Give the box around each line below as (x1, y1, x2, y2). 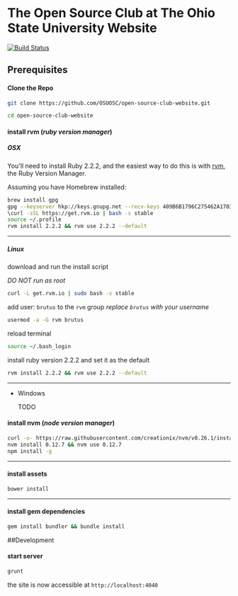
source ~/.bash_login (7, 343, 72, 350)
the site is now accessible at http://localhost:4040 (7, 580, 158, 589)
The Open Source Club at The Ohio (7, 5, 216, 21)
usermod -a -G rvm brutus (7, 316, 84, 323)
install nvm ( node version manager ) (7, 419, 115, 428)
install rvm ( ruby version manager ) (7, 127, 113, 136)
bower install (7, 485, 50, 493)
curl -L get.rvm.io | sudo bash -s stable (7, 290, 135, 297)
